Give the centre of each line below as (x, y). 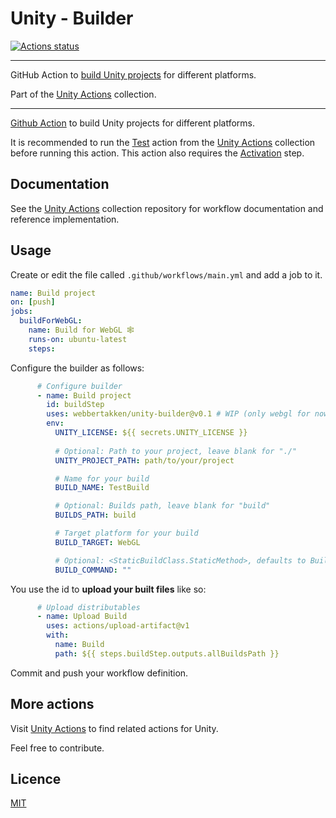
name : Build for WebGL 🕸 (81, 330)
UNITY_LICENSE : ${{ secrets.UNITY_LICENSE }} (151, 433)
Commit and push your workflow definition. (99, 673)
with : (58, 635)
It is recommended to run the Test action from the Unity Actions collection (163, 142)
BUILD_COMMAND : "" (93, 570)
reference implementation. (65, 219)
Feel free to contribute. (57, 748)
